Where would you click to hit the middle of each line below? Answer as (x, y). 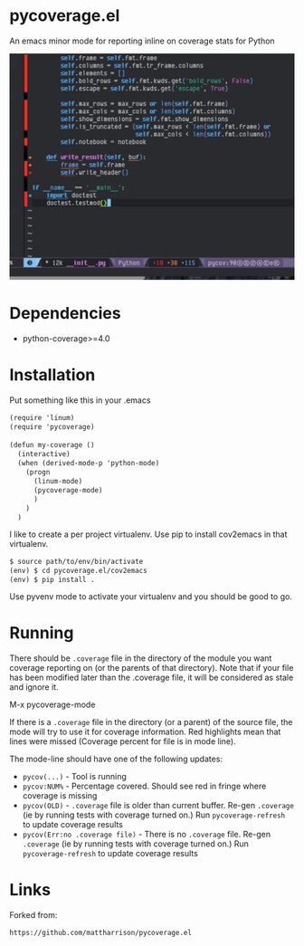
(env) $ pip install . (52, 579)
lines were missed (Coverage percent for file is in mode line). (123, 741)
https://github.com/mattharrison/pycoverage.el (101, 932)
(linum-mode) (58, 481)
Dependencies (65, 314)
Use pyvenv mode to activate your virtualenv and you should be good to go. (151, 596)
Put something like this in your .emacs (80, 400)
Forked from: (33, 914)
